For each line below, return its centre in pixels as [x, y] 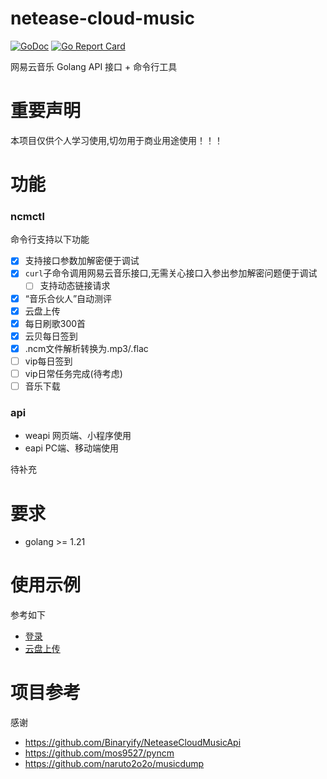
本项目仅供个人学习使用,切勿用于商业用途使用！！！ [117, 140]
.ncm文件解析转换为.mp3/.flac [86, 348]
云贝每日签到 [51, 336]
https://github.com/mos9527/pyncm [99, 753]
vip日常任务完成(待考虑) [73, 373]
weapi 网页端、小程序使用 [78, 436]
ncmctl [27, 216]
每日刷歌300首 [55, 323]
